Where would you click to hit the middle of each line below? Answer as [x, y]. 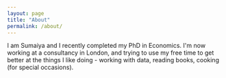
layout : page [26, 13]
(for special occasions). [40, 67]
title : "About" [29, 20]
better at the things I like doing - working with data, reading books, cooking [113, 60]
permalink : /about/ [35, 26]
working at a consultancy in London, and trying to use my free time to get [111, 53]
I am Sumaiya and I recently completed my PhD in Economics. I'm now [106, 46]
